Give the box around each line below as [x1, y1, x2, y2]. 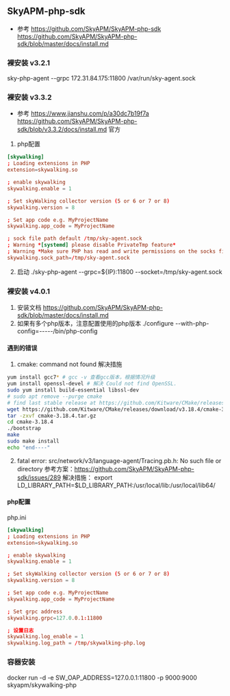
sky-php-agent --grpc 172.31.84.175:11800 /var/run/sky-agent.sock [7, 74, 196, 82]
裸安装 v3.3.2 [7, 93, 53, 102]
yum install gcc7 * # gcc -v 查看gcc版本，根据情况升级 [7, 374, 155, 381]
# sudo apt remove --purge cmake [7, 393, 103, 400]
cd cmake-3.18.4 [7, 418, 53, 425]
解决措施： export [62, 473, 113, 482]
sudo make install [7, 438, 60, 445]
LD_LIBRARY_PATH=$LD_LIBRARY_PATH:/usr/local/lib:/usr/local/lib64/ [16, 481, 216, 489]
